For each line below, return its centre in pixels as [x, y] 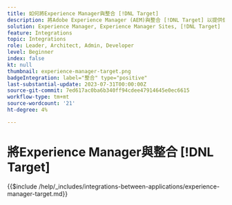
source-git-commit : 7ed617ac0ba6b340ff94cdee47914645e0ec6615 [98, 90]
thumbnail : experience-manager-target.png [69, 71]
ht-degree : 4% [28, 110]
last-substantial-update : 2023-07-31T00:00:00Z [77, 84]
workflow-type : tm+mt [38, 97]
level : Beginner [30, 52]
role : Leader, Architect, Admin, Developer [71, 46]
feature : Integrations [40, 33]
